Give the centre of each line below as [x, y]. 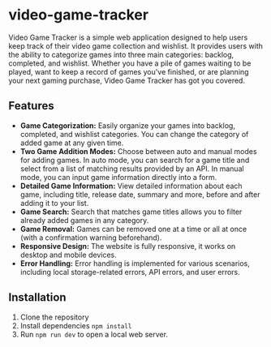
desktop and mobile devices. [69, 255]
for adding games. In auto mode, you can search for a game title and [135, 160]
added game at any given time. [72, 143]
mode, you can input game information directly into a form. [118, 177]
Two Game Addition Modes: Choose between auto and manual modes [138, 151]
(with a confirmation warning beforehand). [91, 238]
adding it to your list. [54, 203]
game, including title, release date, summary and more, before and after [140, 194]
